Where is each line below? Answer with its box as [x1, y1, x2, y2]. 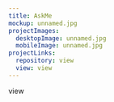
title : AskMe [8, 11, 53, 20]
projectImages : [8, 27, 60, 35]
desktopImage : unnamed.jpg [15, 34, 107, 43]
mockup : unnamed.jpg [8, 19, 78, 27]
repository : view [15, 57, 74, 65]
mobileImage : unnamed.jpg [15, 42, 103, 50]
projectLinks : [8, 49, 57, 57]
